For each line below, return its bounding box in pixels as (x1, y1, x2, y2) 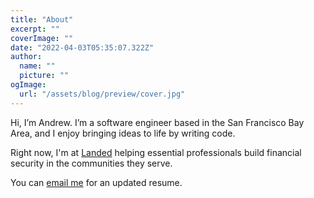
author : (10, 52, 43, 62)
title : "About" (10, 14, 74, 25)
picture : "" (19, 71, 70, 81)
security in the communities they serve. (10, 157, 173, 169)
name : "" (19, 61, 56, 71)
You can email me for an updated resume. (10, 176, 183, 188)
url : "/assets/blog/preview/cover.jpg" (19, 89, 186, 99)
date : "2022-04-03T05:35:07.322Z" (10, 42, 155, 53)
